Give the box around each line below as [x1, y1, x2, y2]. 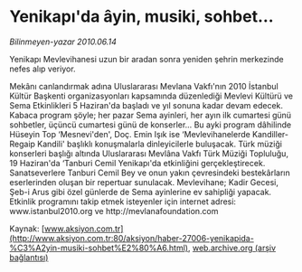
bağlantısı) [9, 251, 49, 263]
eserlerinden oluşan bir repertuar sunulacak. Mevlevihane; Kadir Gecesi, [9, 176, 278, 187]
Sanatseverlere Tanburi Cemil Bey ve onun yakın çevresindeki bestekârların [9, 167, 291, 178]
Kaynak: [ [9, 223, 45, 234]
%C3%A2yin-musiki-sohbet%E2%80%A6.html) [9, 242, 188, 253]
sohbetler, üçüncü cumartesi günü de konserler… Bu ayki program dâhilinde [9, 119, 292, 130]
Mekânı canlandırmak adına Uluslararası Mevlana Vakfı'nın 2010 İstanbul [9, 80, 278, 91]
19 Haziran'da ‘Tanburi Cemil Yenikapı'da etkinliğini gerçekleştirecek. [9, 157, 266, 168]
